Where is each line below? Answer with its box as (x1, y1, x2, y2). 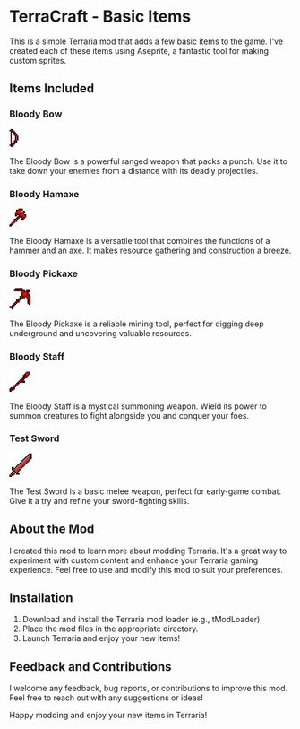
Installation (9, 590, 73, 606)
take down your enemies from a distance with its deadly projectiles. (9, 165, 259, 176)
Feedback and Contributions (9, 659, 172, 674)
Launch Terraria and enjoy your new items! (21, 633, 181, 644)
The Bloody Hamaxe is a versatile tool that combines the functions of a (9, 235, 270, 246)
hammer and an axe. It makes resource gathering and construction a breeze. (9, 245, 292, 256)
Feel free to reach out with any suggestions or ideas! (9, 692, 204, 703)
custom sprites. (9, 55, 67, 65)
